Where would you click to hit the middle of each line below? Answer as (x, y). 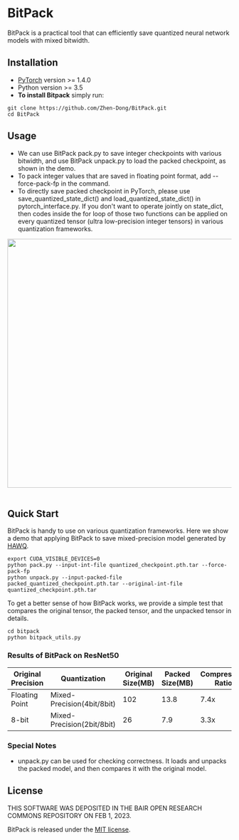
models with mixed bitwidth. (49, 40)
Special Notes (32, 745)
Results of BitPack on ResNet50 (63, 656)
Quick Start (33, 514)
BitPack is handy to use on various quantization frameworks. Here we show (118, 531)
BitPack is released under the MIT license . (69, 829)
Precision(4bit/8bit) (83, 703)
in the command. (85, 184)
